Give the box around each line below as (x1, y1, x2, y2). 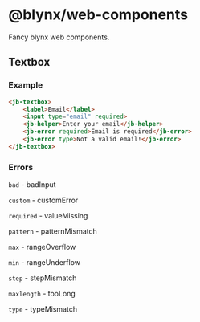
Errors (8, 161, 34, 173)
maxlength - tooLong (8, 289, 76, 299)
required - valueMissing (8, 211, 88, 221)
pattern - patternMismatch (8, 226, 98, 236)
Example (8, 79, 43, 91)
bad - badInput (8, 180, 56, 190)
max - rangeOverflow (8, 243, 76, 252)
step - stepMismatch (8, 273, 77, 283)
